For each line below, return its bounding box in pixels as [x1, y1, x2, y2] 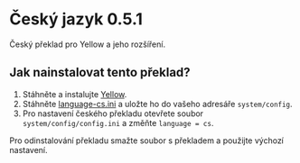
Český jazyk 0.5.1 [9, 9, 143, 30]
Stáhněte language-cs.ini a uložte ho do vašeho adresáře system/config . [22, 98, 293, 109]
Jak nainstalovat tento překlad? [9, 65, 192, 80]
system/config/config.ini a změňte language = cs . [22, 117, 214, 128]
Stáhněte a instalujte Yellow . [22, 88, 127, 99]
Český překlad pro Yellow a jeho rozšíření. [9, 39, 165, 50]
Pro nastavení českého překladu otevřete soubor [22, 108, 204, 119]
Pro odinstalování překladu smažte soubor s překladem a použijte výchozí [9, 135, 285, 146]
